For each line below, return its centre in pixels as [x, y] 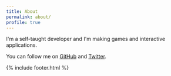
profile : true [24, 22]
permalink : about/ [28, 17]
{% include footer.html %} [38, 68]
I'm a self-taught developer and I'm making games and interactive [86, 39]
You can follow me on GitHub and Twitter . [56, 57]
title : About [22, 11]
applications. [21, 45]
